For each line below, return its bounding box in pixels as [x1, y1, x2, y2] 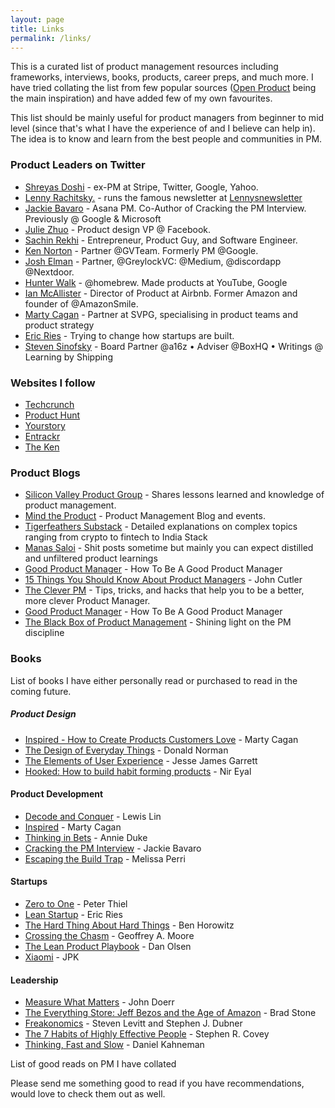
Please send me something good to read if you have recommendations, [10, 1077, 305, 1090]
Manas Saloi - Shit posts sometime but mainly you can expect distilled [24, 542, 314, 554]
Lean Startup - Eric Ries [24, 908, 123, 920]
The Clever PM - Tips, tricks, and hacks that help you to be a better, [24, 584, 305, 596]
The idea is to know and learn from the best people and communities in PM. [10, 133, 323, 145]
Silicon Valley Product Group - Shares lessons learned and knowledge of [24, 489, 325, 501]
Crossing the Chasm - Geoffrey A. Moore [24, 929, 195, 941]
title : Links [10, 24, 65, 34]
